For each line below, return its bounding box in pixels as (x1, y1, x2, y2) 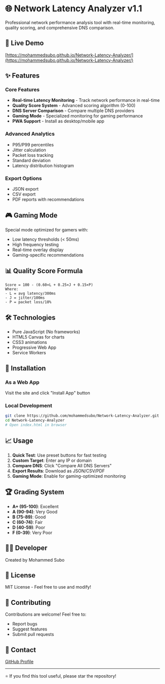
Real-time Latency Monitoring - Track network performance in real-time (12, 97, 160, 103)
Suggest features (12, 626, 48, 632)
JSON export (12, 186, 39, 192)
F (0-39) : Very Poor (12, 529, 53, 536)
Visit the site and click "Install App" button (5, 390, 90, 396)
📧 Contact (5, 646, 36, 654)
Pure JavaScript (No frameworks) (12, 329, 81, 335)
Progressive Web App (12, 344, 56, 350)
